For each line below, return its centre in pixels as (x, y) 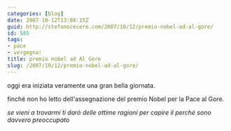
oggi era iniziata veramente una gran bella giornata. (81, 85)
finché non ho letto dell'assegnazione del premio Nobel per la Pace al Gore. (116, 99)
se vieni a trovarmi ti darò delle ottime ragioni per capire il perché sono (109, 112)
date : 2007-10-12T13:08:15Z (48, 20)
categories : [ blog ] (36, 14)
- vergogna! (24, 53)
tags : (15, 40)
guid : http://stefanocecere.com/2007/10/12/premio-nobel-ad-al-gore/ (111, 26)
